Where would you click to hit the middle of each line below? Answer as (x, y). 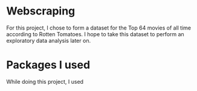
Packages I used (48, 65)
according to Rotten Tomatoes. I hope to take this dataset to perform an (95, 34)
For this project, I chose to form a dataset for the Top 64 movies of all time (99, 28)
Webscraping (41, 11)
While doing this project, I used (45, 81)
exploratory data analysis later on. (49, 40)
